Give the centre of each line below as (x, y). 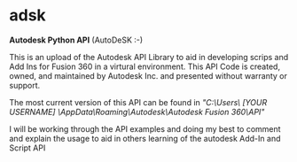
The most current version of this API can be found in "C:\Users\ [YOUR (138, 102)
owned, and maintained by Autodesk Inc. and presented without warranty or (148, 75)
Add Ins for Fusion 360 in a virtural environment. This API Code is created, (145, 66)
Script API (27, 148)
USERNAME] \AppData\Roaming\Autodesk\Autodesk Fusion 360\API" (137, 112)
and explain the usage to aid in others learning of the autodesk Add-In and (145, 138)
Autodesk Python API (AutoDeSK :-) (76, 40)
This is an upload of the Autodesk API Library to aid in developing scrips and (149, 57)
